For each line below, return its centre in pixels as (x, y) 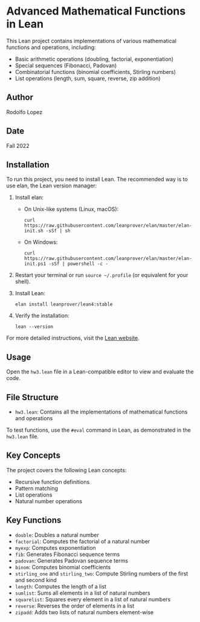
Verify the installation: (42, 316)
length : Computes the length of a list (61, 586)
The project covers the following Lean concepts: (66, 470)
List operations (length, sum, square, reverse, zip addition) (88, 78)
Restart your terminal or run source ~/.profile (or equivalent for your (102, 275)
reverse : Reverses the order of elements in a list (75, 606)
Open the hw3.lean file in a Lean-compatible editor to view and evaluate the (100, 372)
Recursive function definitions (52, 482)
